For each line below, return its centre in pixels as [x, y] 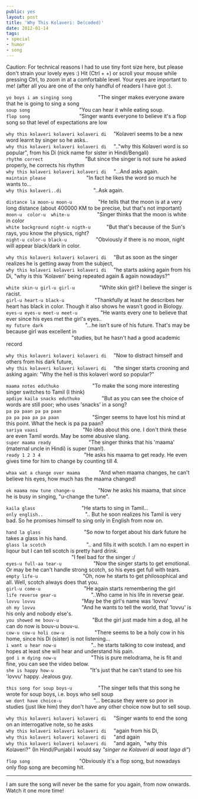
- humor [16, 45]
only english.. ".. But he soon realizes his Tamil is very [94, 514]
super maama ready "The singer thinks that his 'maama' [90, 442]
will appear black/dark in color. [44, 245]
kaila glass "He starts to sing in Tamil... [77, 508]
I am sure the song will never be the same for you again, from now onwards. [98, 784]
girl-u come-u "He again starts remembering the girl [91, 588]
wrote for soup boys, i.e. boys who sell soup [60, 694]
